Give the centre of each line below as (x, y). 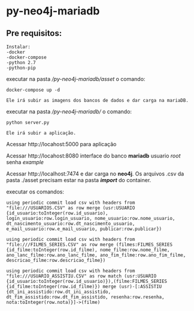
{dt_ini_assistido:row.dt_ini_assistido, (59, 292)
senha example (25, 162)
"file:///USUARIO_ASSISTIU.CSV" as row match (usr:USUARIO (81, 276)
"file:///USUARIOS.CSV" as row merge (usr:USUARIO (71, 208)
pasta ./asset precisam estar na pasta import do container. (79, 180)
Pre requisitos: (34, 33)
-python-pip (21, 68)
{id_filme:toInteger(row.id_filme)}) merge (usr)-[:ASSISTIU (84, 286)
